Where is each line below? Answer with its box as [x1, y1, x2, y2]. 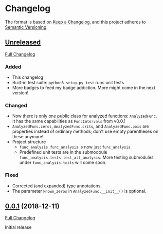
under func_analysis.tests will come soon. [19, 160, 107, 165]
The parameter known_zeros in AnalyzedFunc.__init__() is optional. [12, 188, 146, 194]
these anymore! [12, 134, 44, 140]
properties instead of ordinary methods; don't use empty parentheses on [12, 128, 159, 134]
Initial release [5, 224, 32, 230]
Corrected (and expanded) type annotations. [12, 183, 102, 189]
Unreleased [5, 38, 41, 47]
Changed [5, 102, 28, 108]
